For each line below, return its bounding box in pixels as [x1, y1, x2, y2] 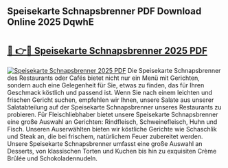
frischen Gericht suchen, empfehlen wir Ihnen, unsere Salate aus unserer [7, 96, 214, 104]
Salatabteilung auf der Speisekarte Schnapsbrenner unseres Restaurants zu [7, 103, 222, 111]
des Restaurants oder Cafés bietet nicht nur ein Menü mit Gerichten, [7, 74, 201, 82]
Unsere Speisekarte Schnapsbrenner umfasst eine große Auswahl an [7, 140, 203, 147]
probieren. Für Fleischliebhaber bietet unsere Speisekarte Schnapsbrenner [7, 110, 218, 118]
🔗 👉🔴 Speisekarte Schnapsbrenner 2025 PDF [7, 45, 208, 56]
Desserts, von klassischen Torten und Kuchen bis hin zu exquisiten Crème [7, 147, 217, 155]
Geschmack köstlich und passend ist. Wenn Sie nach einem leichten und [7, 89, 213, 96]
